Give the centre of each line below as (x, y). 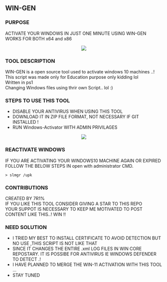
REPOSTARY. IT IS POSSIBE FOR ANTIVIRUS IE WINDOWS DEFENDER (84, 254)
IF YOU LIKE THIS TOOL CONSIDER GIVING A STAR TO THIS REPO (74, 204)
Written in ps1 (19, 82)
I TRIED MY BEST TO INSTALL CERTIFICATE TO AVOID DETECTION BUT (86, 238)
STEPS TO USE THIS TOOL (38, 100)
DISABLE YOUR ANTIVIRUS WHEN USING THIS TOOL (68, 111)
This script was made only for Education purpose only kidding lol (72, 77)
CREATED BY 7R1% (25, 198)
